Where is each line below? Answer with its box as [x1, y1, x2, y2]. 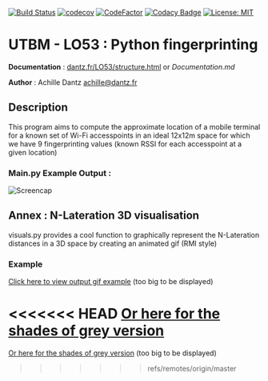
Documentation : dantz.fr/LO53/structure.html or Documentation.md [8, 62, 235, 71]
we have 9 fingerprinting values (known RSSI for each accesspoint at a [8, 138, 242, 148]
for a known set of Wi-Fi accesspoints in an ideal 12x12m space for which [8, 130, 250, 140]
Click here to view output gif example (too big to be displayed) [8, 277, 214, 287]
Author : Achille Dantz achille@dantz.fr [8, 77, 138, 87]
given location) [8, 147, 58, 157]
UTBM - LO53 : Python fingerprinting [8, 36, 258, 54]
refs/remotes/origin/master [147, 364, 237, 374]
